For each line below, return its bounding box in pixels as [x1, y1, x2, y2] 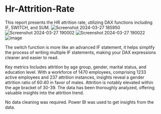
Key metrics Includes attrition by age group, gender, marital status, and [5, 64, 146, 70]
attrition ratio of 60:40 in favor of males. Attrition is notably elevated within [5, 79, 153, 85]
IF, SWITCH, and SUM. [5, 24, 50, 30]
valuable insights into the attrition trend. [5, 90, 84, 96]
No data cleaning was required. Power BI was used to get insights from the [5, 99, 154, 105]
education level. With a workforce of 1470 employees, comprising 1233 [5, 69, 146, 75]
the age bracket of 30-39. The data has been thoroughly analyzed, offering [5, 84, 155, 90]
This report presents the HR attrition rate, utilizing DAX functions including [5, 19, 153, 25]
